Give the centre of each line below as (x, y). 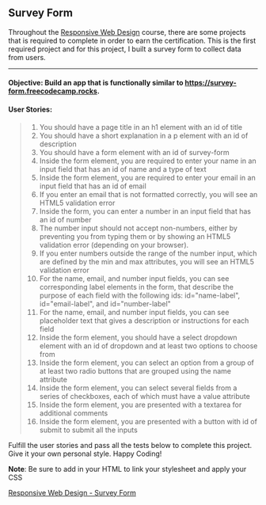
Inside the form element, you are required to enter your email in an (147, 177)
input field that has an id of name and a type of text (123, 169)
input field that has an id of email (93, 186)
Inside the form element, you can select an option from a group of (147, 363)
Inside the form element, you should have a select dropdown (138, 337)
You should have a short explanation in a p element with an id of (144, 135)
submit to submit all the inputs (89, 430)
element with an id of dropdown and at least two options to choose (148, 346)
